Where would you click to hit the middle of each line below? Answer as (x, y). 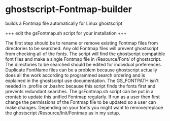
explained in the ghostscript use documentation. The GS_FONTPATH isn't (82, 80)
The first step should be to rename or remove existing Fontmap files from (82, 43)
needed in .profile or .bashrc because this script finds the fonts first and (80, 86)
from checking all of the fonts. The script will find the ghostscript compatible (85, 54)
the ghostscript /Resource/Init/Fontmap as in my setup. (63, 113)
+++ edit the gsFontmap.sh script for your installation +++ (66, 33)
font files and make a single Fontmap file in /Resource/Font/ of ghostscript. (83, 59)
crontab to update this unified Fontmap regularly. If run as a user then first (82, 97)
